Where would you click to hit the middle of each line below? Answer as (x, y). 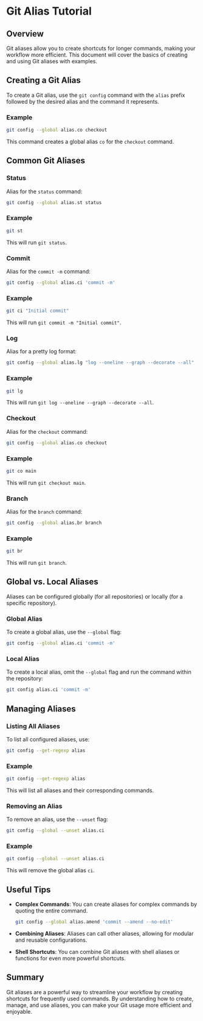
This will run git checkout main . (46, 482)
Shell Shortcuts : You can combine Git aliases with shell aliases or (97, 952)
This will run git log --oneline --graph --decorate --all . (80, 403)
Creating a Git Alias (43, 80)
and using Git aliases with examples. (52, 61)
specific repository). (32, 603)
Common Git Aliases (46, 161)
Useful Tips (29, 890)
